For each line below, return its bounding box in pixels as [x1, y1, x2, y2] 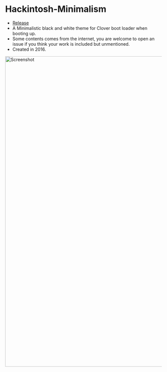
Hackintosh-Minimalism [5, 3, 107, 15]
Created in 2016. [12, 46, 46, 52]
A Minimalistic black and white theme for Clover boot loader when [12, 25, 148, 31]
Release [12, 20, 29, 26]
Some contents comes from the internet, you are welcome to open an [12, 36, 155, 42]
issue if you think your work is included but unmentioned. [12, 41, 130, 47]
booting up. [12, 30, 36, 36]
